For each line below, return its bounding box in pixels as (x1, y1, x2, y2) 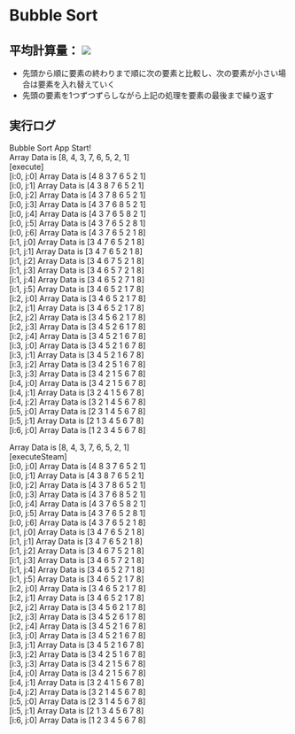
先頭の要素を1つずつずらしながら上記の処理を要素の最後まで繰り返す (21, 90, 275, 100)
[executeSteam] (9, 451, 68, 461)
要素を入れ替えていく (37, 79, 116, 89)
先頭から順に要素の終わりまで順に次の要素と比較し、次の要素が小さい (21, 68, 279, 78)
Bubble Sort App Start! (9, 143, 91, 153)
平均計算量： (9, 42, 80, 58)
